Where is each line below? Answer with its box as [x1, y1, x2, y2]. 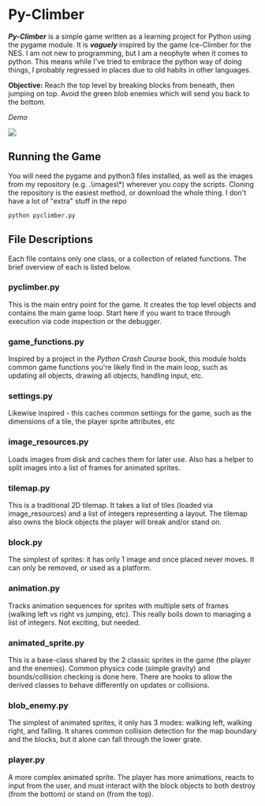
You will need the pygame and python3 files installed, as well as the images [8, 171, 254, 181]
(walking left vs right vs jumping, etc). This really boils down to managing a [8, 609, 252, 618]
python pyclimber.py [8, 211, 77, 219]
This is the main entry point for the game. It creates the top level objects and [8, 300, 256, 309]
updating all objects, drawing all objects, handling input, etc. [8, 371, 203, 380]
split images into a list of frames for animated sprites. [8, 463, 181, 472]
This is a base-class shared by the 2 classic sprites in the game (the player [8, 655, 251, 664]
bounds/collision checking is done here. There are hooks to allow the [8, 672, 233, 681]
